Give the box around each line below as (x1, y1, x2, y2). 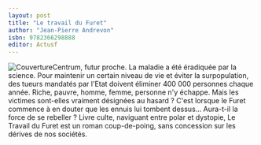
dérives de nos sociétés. (8, 129, 88, 139)
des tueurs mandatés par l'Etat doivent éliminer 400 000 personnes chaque (8, 80, 254, 89)
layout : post (8, 11, 51, 20)
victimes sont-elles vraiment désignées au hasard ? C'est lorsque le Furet (8, 96, 246, 106)
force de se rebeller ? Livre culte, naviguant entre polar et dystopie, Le (8, 113, 236, 122)
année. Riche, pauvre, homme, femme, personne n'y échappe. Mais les (8, 87, 239, 97)
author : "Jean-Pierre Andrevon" (8, 26, 114, 34)
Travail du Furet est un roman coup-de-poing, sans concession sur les (8, 121, 236, 131)
